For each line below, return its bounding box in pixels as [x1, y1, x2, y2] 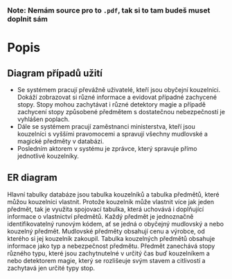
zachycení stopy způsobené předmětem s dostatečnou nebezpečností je [17, 107, 225, 116]
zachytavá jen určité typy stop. [7, 264, 96, 272]
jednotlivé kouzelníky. [17, 152, 80, 160]
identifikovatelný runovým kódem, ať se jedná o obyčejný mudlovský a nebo [7, 219, 224, 228]
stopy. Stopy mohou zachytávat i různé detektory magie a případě [17, 100, 206, 109]
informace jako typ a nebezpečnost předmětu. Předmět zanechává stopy [7, 242, 215, 250]
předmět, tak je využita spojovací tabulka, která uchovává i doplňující [7, 205, 204, 213]
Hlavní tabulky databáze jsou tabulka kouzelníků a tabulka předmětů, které [7, 190, 220, 199]
